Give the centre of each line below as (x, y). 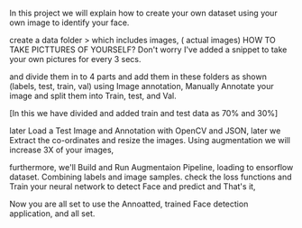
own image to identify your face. (69, 23)
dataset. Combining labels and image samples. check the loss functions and (151, 177)
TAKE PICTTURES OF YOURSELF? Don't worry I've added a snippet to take (148, 50)
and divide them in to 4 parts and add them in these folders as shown (138, 77)
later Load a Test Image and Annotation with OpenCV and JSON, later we (145, 131)
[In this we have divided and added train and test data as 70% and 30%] (144, 113)
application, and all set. (52, 214)
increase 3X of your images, (62, 150)
